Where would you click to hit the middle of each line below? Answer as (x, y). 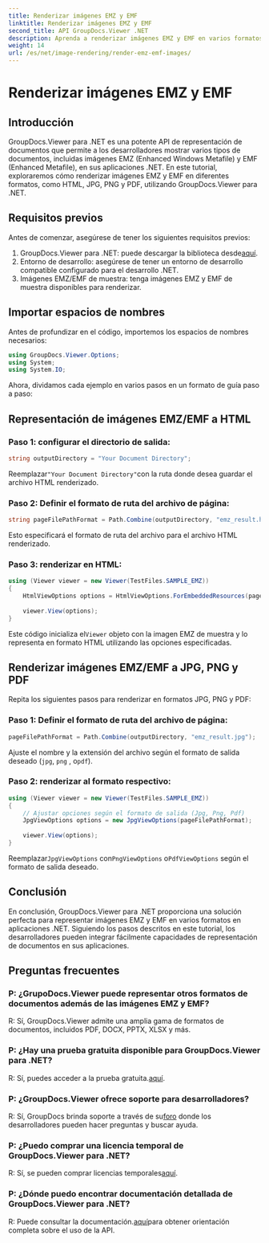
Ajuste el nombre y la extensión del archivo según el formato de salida (124, 752)
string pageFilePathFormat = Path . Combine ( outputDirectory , (111, 520)
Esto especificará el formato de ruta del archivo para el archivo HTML (123, 535)
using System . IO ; (37, 370)
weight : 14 (26, 46)
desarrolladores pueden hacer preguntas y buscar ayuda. (103, 1125)
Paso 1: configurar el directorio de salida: (89, 442)
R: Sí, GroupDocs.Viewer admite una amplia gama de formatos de (116, 1021)
